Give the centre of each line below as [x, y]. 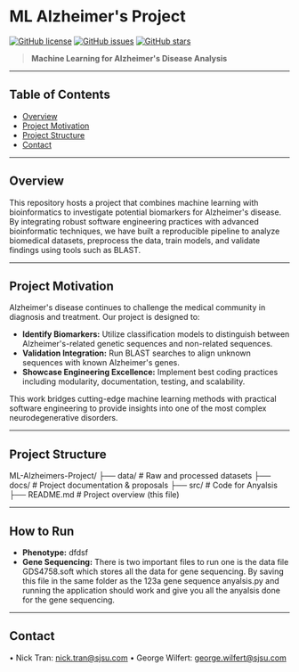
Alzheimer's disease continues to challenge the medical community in [137, 307]
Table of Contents [60, 95]
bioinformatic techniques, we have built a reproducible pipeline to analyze [145, 231]
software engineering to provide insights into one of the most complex [138, 408]
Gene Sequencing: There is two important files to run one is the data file [155, 562]
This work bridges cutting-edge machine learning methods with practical [143, 399]
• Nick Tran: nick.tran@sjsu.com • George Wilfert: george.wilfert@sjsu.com [148, 658]
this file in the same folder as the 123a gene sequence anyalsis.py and [150, 581]
